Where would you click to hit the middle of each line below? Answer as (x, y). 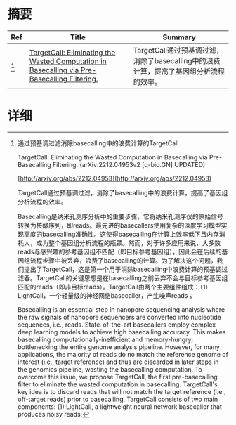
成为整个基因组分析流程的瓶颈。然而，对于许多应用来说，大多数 (129, 242)
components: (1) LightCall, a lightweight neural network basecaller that (120, 406)
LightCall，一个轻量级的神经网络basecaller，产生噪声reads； (106, 295)
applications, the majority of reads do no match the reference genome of (123, 354)
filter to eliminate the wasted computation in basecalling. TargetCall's (117, 384)
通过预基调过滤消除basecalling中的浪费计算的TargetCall (98, 143)
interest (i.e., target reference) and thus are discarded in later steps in (118, 362)
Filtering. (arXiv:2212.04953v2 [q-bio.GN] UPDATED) (129, 164)
